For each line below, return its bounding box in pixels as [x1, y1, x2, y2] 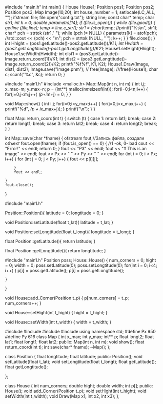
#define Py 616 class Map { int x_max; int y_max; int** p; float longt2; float [5, 334, 154, 340]
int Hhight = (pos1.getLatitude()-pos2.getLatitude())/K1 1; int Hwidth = [5, 40, 143, 46]
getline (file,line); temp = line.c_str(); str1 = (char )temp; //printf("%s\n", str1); [5, 25, 158, 31]
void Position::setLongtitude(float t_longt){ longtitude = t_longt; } [5, 229, 135, 235]
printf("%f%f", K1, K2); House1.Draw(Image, [61, 61, 150, 67]
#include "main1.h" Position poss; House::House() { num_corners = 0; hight [5, 257, 156, 263]
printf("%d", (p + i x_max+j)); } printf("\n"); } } [5, 106, 96, 112]
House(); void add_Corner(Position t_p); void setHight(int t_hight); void [5, 388, 146, 394]
